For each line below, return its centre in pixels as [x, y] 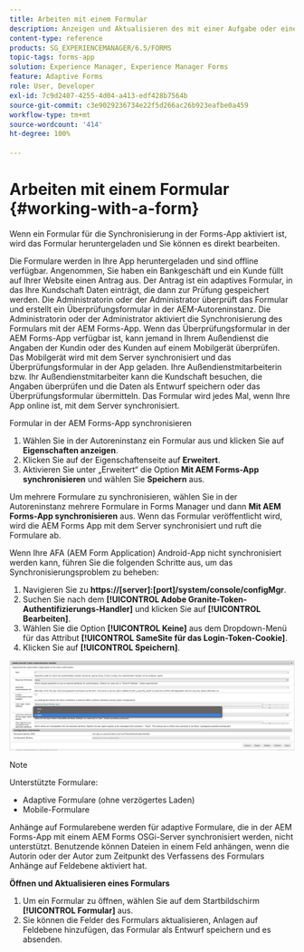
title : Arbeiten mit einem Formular [78, 19]
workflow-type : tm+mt [50, 115]
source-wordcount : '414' [56, 124]
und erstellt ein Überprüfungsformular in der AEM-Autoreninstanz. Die [140, 309]
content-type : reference [56, 38]
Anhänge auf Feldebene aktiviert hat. [78, 865]
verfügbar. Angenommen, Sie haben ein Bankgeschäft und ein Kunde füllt [146, 270]
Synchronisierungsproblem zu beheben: [84, 572]
